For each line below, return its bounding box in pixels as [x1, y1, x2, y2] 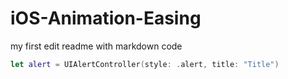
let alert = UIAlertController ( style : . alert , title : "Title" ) [10, 59, 280, 69]
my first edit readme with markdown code [10, 40, 183, 52]
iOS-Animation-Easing [10, 7, 202, 30]
